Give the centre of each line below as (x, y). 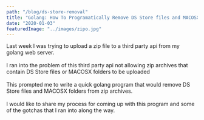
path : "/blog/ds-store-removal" (47, 12)
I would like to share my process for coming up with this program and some (100, 104)
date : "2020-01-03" (31, 23)
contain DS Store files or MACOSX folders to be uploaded (78, 72)
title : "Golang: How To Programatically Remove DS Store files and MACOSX (103, 18)
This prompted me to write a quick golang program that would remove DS (98, 85)
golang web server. (30, 53)
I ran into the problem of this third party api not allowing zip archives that (97, 65)
